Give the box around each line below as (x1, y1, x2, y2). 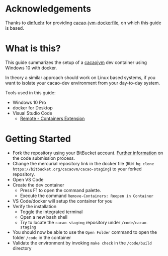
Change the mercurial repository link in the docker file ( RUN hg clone (12, 160, 154, 166)
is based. (5, 25, 24, 31)
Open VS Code (12, 176, 44, 182)
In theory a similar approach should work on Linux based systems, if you (5, 74, 156, 81)
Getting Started (5, 133, 71, 145)
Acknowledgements (5, 3, 92, 15)
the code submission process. (12, 155, 75, 161)
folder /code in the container (12, 234, 71, 240)
